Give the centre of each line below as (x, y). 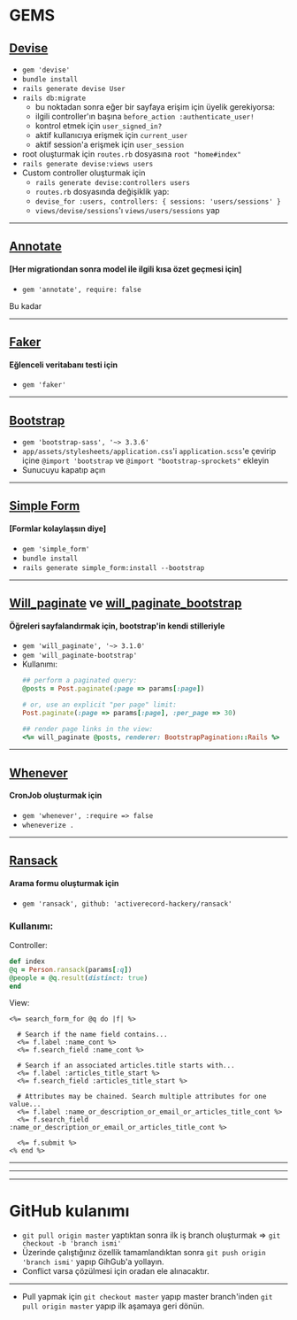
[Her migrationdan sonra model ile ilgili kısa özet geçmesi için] (126, 269)
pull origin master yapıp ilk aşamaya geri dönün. (113, 1306)
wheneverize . (48, 826)
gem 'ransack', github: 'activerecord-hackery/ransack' (127, 904)
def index (27, 961)
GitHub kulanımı (69, 1211)
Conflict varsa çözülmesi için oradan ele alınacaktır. (115, 1271)
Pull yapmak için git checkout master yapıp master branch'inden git (147, 1297)
